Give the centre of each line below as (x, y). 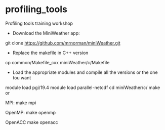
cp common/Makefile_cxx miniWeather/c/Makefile (57, 62)
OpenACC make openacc (32, 122)
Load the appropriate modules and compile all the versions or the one (85, 72)
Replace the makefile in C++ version (50, 53)
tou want (22, 77)
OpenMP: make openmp (31, 112)
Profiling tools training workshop (39, 23)
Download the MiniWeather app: (46, 33)
